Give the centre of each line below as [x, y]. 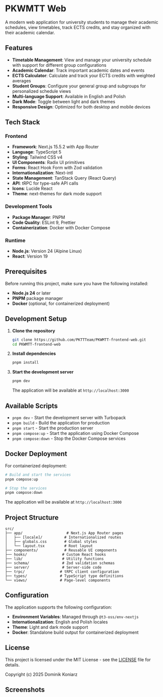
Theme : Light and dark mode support [50, 627]
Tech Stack [23, 122]
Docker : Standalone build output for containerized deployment [75, 632]
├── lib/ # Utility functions [55, 559]
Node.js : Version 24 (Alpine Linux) [47, 251]
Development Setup [36, 319]
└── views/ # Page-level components [58, 580]
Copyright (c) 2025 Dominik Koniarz [41, 674]
